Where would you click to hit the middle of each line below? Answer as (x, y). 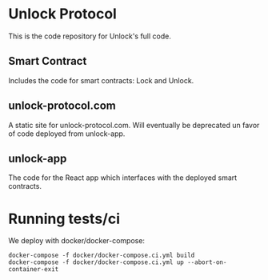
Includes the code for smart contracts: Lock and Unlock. (101, 80)
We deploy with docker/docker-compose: (77, 241)
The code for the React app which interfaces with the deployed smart (123, 178)
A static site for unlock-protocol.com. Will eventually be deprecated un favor (134, 125)
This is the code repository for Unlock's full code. (90, 36)
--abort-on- (207, 262)
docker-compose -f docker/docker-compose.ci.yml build (102, 256)
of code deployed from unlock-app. (67, 134)
